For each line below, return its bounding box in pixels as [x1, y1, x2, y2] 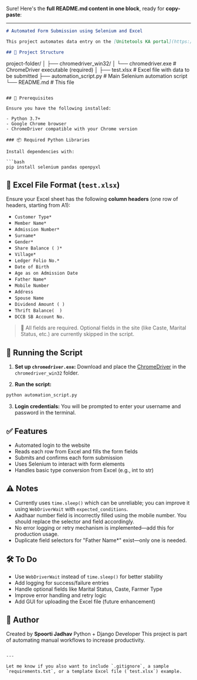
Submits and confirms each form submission [14, 454, 123, 461]
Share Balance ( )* [14, 245, 63, 251]
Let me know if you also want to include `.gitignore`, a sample [6, 664, 169, 669]
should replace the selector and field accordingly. [14, 518, 135, 525]
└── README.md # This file [6, 79, 74, 86]
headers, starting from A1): [6, 202, 70, 209]
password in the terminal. [14, 409, 76, 416]
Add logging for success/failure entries [14, 579, 110, 586]
